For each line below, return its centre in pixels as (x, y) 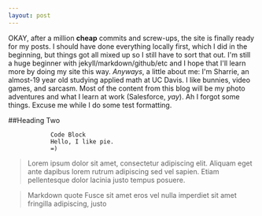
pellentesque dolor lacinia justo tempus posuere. (106, 180)
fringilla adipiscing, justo (67, 203)
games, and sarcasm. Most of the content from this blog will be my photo (127, 88)
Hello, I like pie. (82, 142)
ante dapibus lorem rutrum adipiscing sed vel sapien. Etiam (123, 171)
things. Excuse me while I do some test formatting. (90, 105)
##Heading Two (34, 120)
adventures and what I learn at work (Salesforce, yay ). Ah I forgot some (124, 96)
